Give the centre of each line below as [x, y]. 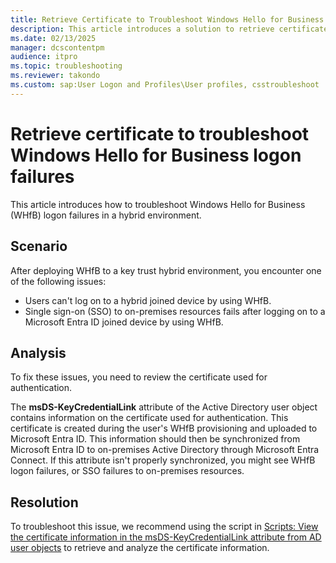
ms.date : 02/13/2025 [53, 38]
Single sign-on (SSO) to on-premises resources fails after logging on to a [175, 311]
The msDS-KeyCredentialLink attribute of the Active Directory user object [164, 407]
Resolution [44, 502]
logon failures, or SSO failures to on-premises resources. [127, 471]
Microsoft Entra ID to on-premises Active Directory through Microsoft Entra [165, 450]
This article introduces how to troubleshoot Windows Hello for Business [158, 204]
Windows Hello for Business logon [156, 155]
